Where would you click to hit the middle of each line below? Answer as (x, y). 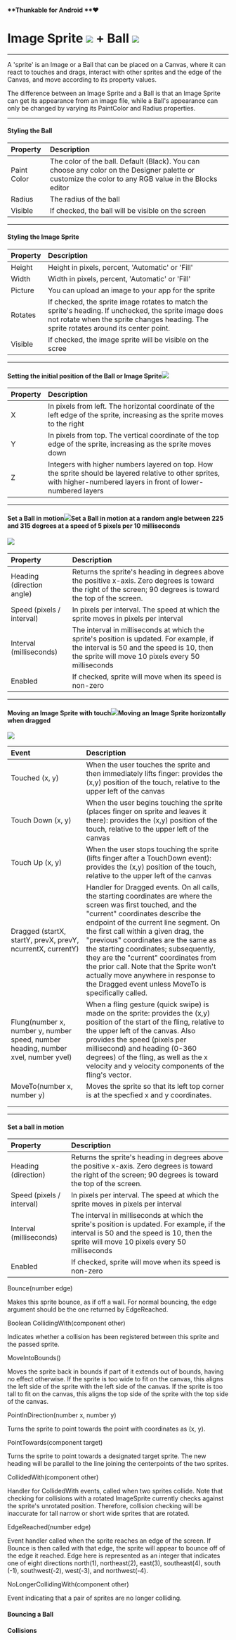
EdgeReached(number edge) (49, 1527)
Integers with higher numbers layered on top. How (131, 464)
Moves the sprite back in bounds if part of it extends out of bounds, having (116, 1371)
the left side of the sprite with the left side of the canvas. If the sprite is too (115, 1387)
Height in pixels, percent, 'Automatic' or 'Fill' (120, 267)
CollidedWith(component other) (53, 1477)
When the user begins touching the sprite (154, 803)
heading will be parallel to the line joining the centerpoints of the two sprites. (118, 1464)
